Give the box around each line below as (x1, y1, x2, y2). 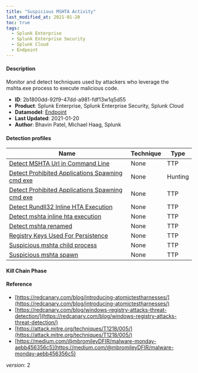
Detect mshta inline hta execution (9, 213, 102, 221)
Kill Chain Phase (6, 267, 47, 274)
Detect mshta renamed (9, 222, 72, 230)
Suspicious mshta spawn (9, 251, 78, 259)
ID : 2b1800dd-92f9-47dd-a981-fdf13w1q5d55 (14, 95, 126, 103)
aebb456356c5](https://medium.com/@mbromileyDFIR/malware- (14, 344, 174, 351)
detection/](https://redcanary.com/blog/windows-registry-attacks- (14, 312, 177, 319)
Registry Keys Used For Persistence (9, 232, 108, 240)
